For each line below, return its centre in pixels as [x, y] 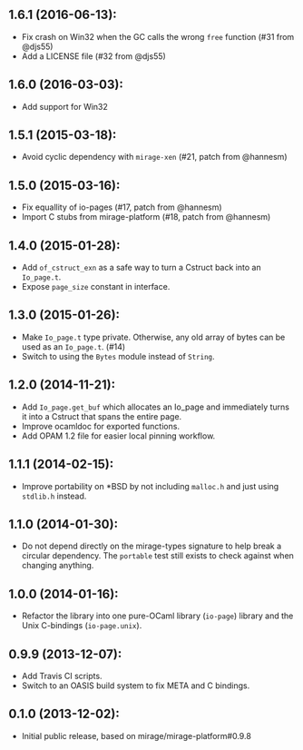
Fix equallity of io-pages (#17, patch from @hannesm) [122, 207]
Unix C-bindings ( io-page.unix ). [82, 626]
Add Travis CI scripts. [62, 676]
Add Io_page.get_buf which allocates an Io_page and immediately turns [155, 407]
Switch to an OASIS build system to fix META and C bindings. [136, 686]
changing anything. [58, 566]
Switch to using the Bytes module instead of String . [118, 356]
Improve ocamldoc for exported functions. [101, 426]
